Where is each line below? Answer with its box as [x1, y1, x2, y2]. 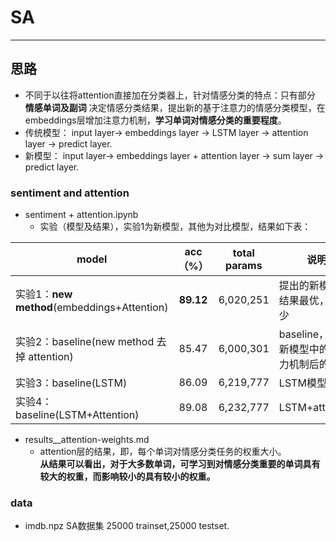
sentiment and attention [10, 186, 130, 200]
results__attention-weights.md [24, 434, 150, 446]
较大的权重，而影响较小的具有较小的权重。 [39, 471, 216, 483]
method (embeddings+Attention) [15, 301, 169, 315]
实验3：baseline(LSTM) [15, 376, 128, 390]
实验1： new [15, 287, 73, 301]
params [224, 259, 263, 273]
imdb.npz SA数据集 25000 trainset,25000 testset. [24, 520, 230, 532]
